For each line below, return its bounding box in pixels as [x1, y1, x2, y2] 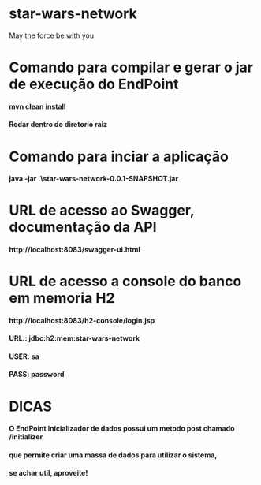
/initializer [9, 432, 43, 442]
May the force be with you [9, 31, 94, 40]
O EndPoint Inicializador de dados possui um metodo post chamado [9, 423, 235, 434]
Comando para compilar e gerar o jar [9, 58, 254, 76]
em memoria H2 [9, 289, 115, 308]
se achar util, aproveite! [9, 468, 88, 478]
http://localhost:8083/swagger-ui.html [9, 244, 141, 254]
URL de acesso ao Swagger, [9, 202, 195, 219]
